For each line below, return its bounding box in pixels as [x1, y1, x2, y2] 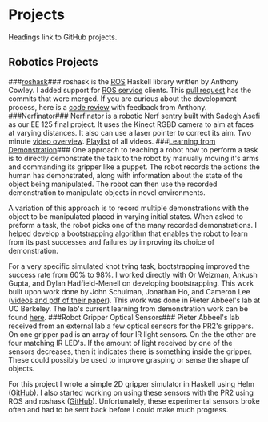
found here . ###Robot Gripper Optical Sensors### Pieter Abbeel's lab [8, 312, 240, 322]
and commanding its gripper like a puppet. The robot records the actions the [8, 162, 260, 172]
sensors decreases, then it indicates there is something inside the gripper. [8, 347, 253, 356]
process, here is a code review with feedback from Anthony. [8, 102, 207, 112]
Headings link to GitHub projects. [8, 32, 118, 42]
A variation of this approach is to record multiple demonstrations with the [8, 203, 250, 213]
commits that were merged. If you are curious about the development [8, 94, 238, 103]
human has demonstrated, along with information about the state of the [8, 170, 243, 180]
